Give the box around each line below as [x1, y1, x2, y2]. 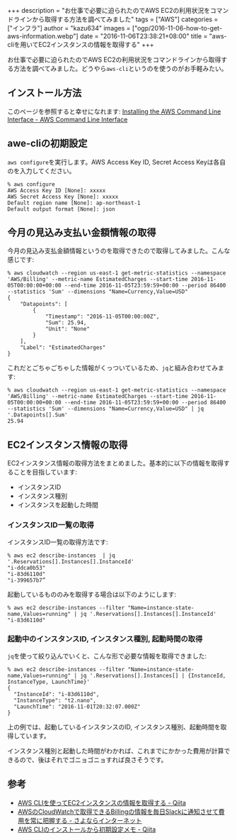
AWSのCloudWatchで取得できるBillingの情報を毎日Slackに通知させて [17, 807, 219, 816]
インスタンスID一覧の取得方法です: [7, 538, 108, 546]
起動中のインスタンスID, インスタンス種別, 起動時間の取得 [7, 634, 203, 644]
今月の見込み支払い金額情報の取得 [7, 226, 156, 239]
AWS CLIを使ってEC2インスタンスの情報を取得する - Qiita [17, 798, 186, 807]
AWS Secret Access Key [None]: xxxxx [7, 193, 119, 200]
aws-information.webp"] [7, 32, 79, 40]
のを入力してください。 [7, 166, 76, 175]
